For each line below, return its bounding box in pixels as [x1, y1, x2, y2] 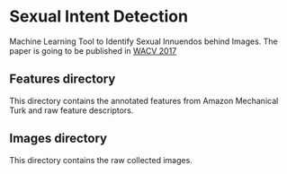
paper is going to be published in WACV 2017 [9, 45, 177, 56]
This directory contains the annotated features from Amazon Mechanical [9, 95, 279, 106]
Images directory [9, 131, 108, 146]
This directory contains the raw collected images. [9, 154, 193, 165]
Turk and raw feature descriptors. [9, 105, 134, 116]
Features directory [9, 72, 116, 87]
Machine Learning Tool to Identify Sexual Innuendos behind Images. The [9, 36, 279, 47]
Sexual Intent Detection [9, 6, 189, 27]
